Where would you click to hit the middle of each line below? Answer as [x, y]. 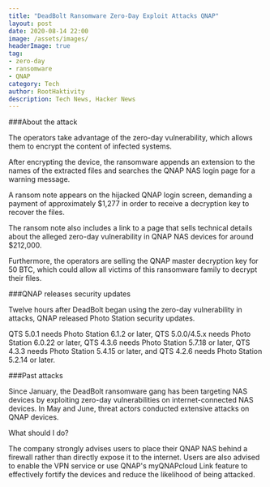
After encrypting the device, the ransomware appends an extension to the [132, 162]
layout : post [30, 24]
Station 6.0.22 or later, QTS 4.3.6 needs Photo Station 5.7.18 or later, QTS [129, 343]
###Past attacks [36, 376]
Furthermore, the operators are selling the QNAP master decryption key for [133, 261]
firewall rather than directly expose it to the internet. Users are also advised [134, 457]
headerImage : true [39, 46]
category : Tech [34, 84]
